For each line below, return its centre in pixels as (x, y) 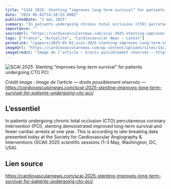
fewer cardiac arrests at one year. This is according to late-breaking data (82, 132)
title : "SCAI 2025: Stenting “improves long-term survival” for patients (85, 10)
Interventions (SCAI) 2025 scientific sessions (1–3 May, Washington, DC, (81, 142)
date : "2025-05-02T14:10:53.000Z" (42, 15)
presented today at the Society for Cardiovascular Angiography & (74, 137)
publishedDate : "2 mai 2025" (36, 19)
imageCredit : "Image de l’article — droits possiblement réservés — (79, 52)
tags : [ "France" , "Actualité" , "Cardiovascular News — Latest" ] (75, 39)
